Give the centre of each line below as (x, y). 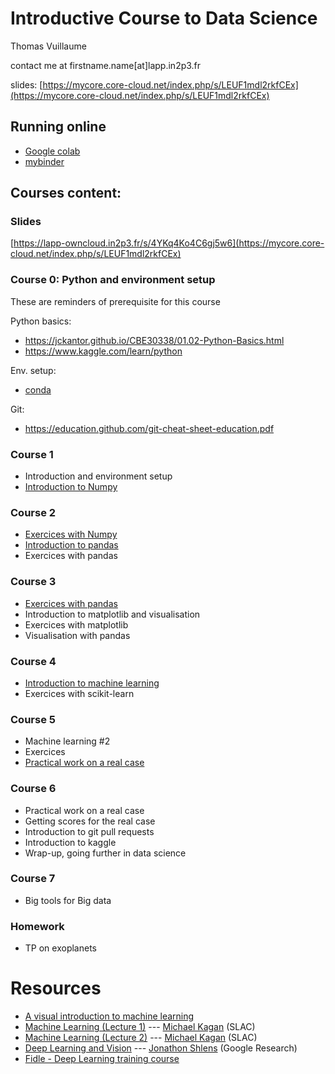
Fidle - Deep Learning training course (102, 1059)
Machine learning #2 (67, 741)
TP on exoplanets (60, 948)
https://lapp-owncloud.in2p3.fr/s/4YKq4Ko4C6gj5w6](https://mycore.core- (169, 243)
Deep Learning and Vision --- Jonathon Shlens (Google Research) (161, 1048)
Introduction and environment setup (98, 476)
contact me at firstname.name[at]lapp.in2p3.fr (106, 65)
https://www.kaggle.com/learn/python (103, 351)
